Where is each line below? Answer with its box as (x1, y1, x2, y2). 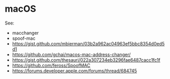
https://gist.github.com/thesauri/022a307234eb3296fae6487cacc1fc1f (12, 57, 161, 63)
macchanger (12, 30, 39, 36)
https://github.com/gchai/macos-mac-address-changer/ (12, 51, 131, 58)
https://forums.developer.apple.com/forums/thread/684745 (12, 67, 137, 74)
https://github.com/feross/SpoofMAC (12, 62, 91, 68)
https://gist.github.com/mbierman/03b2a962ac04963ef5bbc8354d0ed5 (12, 40, 165, 46)
